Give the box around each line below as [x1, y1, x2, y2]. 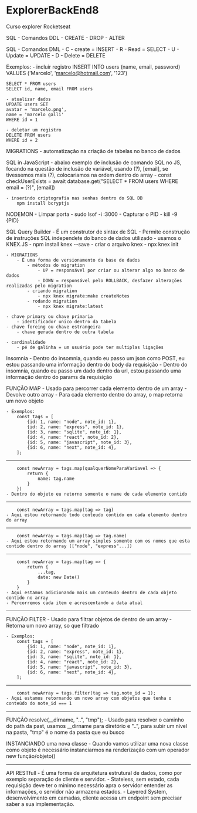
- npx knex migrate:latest [37, 303, 104, 309]
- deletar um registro [6, 127, 62, 133]
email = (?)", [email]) [6, 184, 56, 191]
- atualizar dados [6, 96, 51, 102]
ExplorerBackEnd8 [6, 4, 99, 17]
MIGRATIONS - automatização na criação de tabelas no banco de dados [6, 147, 181, 154]
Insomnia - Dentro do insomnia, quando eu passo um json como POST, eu [6, 354, 185, 361]
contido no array [6, 595, 49, 601]
